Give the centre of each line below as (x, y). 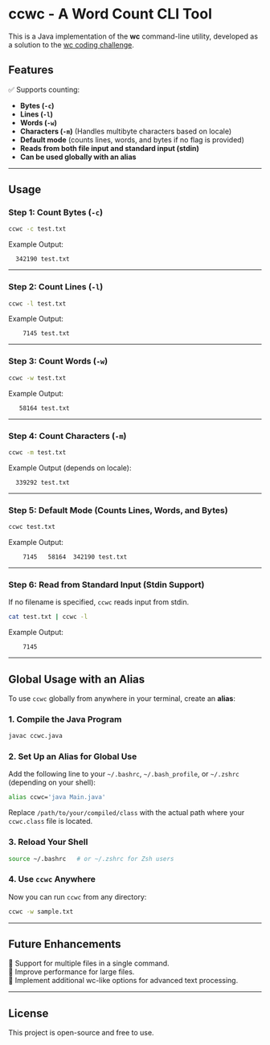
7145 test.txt (46, 334)
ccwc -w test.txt (37, 378)
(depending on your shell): (52, 783)
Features (31, 70)
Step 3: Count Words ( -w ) (58, 361)
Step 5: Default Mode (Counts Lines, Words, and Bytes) (118, 510)
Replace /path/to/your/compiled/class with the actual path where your (127, 813)
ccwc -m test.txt (37, 452)
